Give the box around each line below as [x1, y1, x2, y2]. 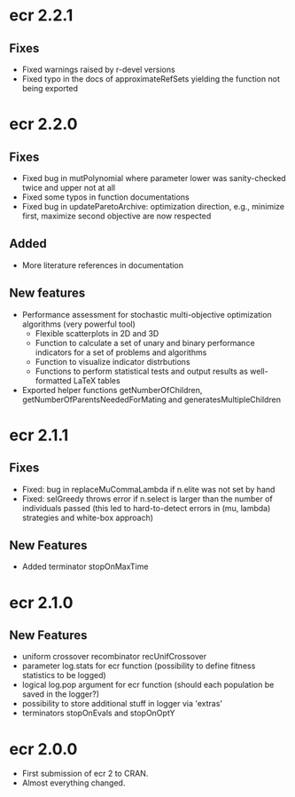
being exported [21, 83, 78, 93]
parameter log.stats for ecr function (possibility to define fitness [21, 660, 256, 671]
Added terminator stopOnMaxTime [21, 561, 149, 572]
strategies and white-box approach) [21, 512, 153, 523]
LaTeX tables [74, 375, 121, 386]
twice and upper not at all [21, 183, 116, 193]
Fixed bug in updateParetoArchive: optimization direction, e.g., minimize [21, 201, 285, 211]
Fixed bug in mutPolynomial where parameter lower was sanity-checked [21, 173, 286, 183]
